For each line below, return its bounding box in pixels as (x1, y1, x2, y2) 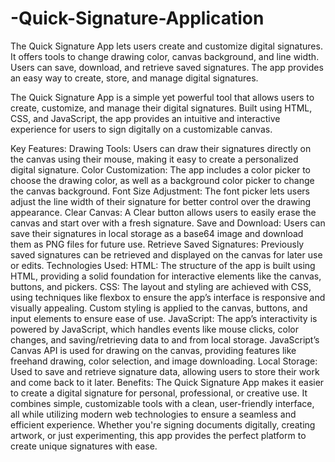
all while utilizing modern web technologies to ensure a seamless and (10, 408, 297, 420)
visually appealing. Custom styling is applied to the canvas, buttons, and (10, 302, 308, 314)
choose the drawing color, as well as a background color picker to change (10, 174, 315, 186)
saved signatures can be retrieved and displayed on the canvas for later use (10, 248, 323, 261)
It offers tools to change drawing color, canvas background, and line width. (10, 50, 320, 62)
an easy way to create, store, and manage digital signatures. (10, 72, 259, 84)
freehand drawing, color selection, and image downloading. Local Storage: (10, 355, 318, 367)
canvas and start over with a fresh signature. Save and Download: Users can (10, 217, 326, 229)
